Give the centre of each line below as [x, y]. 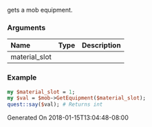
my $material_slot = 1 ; [41, 92]
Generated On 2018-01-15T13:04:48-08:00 [68, 118]
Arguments [26, 27]
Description [101, 45]
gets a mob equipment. [40, 10]
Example [22, 78]
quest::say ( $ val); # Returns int [55, 105]
